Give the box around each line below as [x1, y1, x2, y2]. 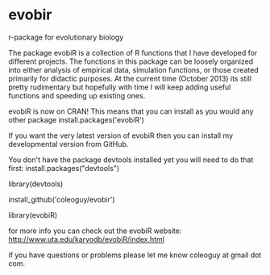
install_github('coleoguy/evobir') [8, 194, 115, 204]
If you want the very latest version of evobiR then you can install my [8, 131, 234, 140]
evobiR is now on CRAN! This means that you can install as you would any [8, 106, 254, 116]
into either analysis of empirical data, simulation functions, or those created [8, 65, 260, 74]
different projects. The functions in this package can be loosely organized [8, 56, 254, 66]
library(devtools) [8, 179, 64, 189]
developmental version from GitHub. [8, 139, 129, 148]
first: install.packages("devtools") [8, 163, 120, 173]
